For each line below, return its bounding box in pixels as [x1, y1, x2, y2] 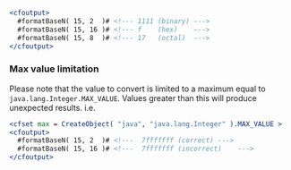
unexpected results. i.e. [9, 102, 96, 113]
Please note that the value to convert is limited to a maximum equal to [9, 83, 266, 94]
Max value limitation [9, 63, 99, 75]
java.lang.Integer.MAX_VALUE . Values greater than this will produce [9, 92, 257, 103]
